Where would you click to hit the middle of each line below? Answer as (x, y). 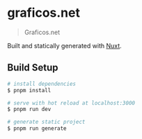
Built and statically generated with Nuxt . (64, 45)
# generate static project (46, 122)
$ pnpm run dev (29, 110)
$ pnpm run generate (37, 129)
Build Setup (33, 68)
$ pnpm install (29, 90)
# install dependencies (42, 84)
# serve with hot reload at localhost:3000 (71, 103)
